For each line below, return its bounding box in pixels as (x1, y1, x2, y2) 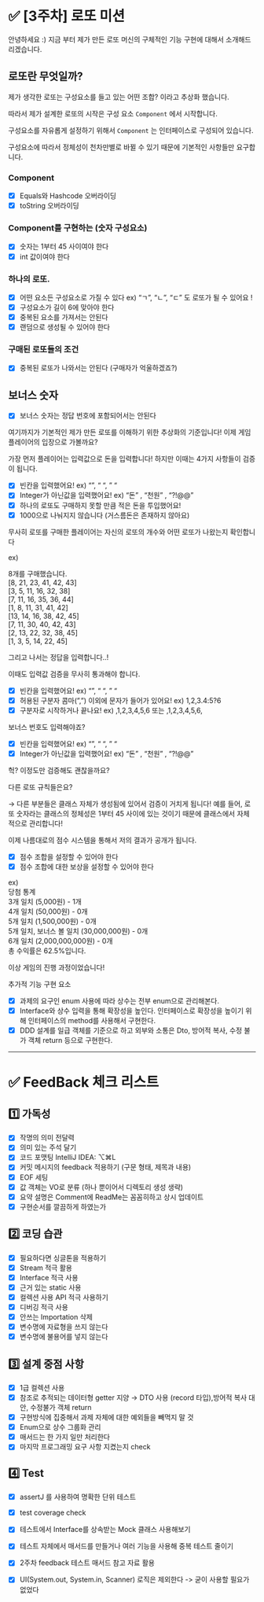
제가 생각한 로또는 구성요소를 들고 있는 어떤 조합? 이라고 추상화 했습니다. (8, 92, 229, 101)
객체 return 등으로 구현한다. (27, 1036, 113, 1045)
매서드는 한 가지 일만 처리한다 (19, 1432, 110, 1442)
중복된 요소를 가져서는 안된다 (19, 312, 108, 322)
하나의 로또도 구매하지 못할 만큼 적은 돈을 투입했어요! (19, 500, 181, 510)
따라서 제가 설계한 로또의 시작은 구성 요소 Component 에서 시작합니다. (8, 109, 218, 118)
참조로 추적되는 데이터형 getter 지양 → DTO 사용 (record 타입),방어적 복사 (19, 1393, 247, 1402)
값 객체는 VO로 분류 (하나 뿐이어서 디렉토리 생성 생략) (19, 1182, 183, 1191)
